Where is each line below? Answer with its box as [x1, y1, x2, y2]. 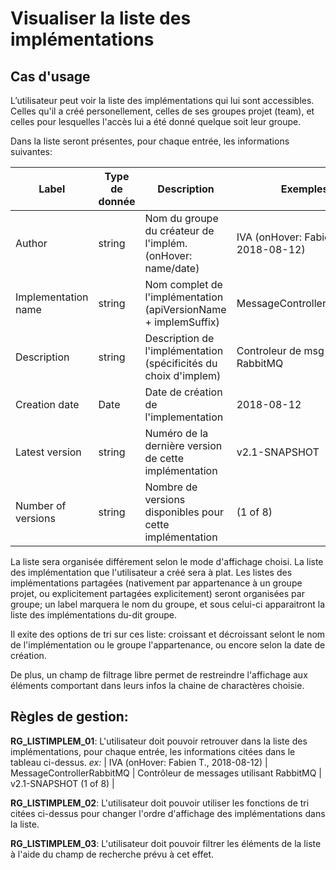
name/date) [144, 262, 200, 275]
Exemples [280, 182, 329, 196]
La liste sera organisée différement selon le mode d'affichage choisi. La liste [10, 556, 324, 567]
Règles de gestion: [10, 708, 129, 726]
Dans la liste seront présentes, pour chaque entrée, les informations [10, 135, 290, 147]
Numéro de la [144, 427, 209, 440]
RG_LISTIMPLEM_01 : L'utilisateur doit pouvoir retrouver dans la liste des [10, 735, 308, 747]
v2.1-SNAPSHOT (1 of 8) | [10, 777, 115, 789]
